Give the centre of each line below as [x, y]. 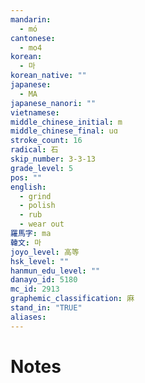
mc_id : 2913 [35, 289]
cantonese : [33, 38]
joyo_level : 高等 [45, 252]
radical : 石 [34, 150]
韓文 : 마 [26, 242]
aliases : [28, 317]
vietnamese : [35, 112]
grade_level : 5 [42, 168]
